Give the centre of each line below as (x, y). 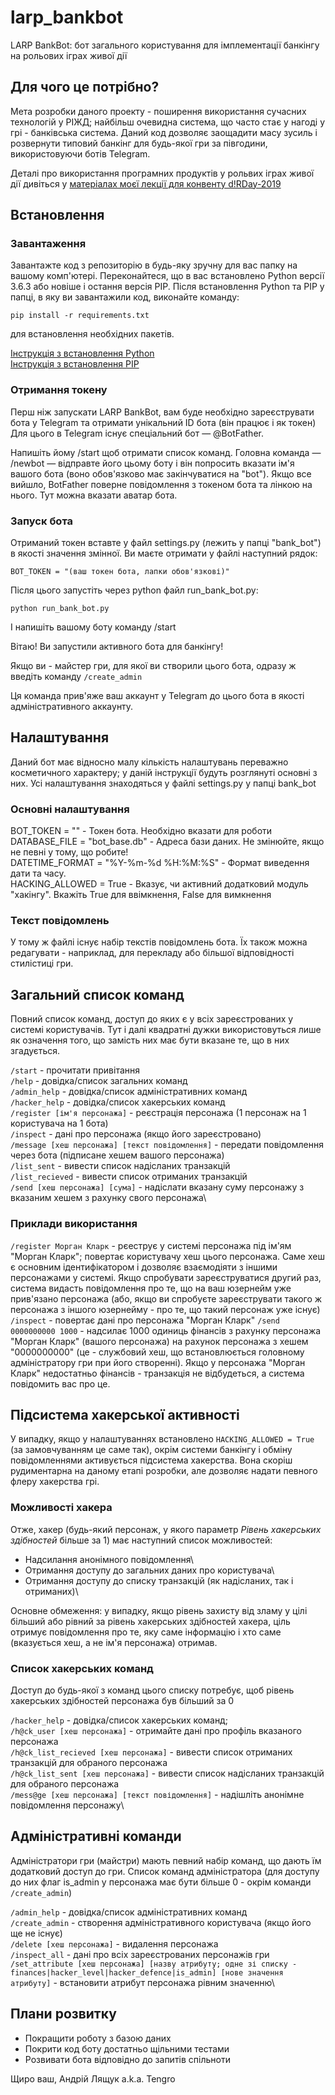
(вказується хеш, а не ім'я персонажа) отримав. (114, 1642)
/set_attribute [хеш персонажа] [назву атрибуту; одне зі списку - (154, 1964)
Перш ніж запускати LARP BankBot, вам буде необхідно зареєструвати (162, 412)
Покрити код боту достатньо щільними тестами (127, 2048)
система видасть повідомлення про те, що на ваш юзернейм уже (151, 1288)
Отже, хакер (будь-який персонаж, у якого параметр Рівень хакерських (166, 1529)
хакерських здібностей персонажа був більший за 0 (122, 1700)
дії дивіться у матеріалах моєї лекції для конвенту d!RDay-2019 (146, 183)
